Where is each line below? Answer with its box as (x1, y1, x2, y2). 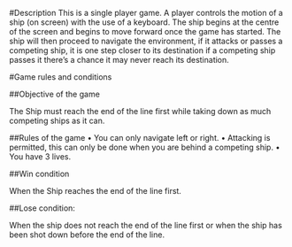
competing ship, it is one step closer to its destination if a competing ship (9, 45, 276, 56)
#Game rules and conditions (9, 72, 112, 82)
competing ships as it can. (9, 115, 105, 126)
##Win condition (9, 168, 70, 179)
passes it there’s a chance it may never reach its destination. (9, 55, 230, 65)
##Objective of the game (9, 89, 100, 99)
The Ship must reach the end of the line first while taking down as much (9, 106, 272, 116)
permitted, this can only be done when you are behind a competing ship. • (9, 142, 280, 152)
